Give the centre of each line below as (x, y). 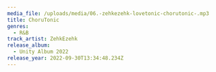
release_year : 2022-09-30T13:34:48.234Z (66, 58)
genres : (18, 26)
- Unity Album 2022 (41, 52)
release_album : (29, 45)
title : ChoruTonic (33, 20)
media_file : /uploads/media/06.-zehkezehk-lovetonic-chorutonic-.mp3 (108, 13)
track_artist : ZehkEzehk (42, 39)
